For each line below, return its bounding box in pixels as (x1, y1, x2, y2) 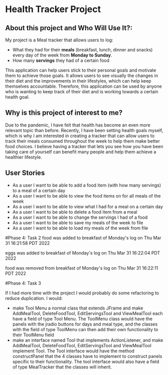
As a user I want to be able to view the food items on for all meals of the (12, 193, 161, 199)
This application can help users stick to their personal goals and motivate (5, 67, 156, 73)
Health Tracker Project (5, 4, 101, 15)
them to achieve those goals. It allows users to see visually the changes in (5, 73, 158, 79)
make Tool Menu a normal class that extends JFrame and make (12, 305, 143, 311)
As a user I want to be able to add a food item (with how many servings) (12, 182, 161, 188)
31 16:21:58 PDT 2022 (5, 240, 50, 246)
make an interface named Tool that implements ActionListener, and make (12, 337, 163, 343)
